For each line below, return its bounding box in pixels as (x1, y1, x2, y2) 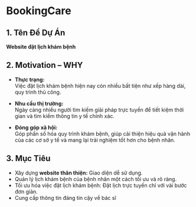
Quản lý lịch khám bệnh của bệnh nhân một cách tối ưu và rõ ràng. (14, 175, 177, 182)
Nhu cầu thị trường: (14, 100, 64, 107)
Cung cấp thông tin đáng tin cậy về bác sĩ (14, 194, 116, 201)
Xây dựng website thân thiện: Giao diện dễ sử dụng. (14, 169, 143, 176)
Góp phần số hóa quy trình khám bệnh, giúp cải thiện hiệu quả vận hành (14, 130, 191, 137)
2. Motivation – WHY (6, 60, 83, 70)
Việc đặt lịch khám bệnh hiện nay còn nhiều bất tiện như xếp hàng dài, (14, 82, 186, 89)
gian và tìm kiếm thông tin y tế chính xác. (14, 112, 115, 119)
